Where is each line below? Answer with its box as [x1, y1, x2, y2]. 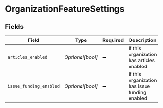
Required [102, 37, 124, 43]
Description [129, 37, 157, 43]
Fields [5, 23, 24, 31]
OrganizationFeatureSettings [5, 3, 125, 14]
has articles [128, 57, 155, 64]
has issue [128, 83, 150, 90]
